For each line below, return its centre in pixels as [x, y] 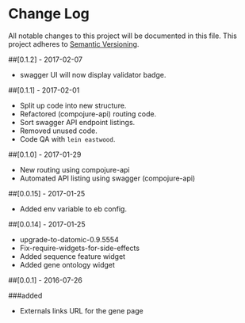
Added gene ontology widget [67, 264]
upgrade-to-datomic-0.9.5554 [69, 239]
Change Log [49, 14]
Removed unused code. [58, 131]
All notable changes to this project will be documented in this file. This [123, 36]
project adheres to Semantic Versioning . [74, 44]
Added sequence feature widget [72, 256]
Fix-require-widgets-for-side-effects [80, 248]
